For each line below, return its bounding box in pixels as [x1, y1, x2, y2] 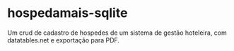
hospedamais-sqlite [7, 5, 128, 21]
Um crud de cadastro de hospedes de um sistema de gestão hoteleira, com [7, 28, 228, 37]
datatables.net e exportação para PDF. [7, 35, 120, 44]
